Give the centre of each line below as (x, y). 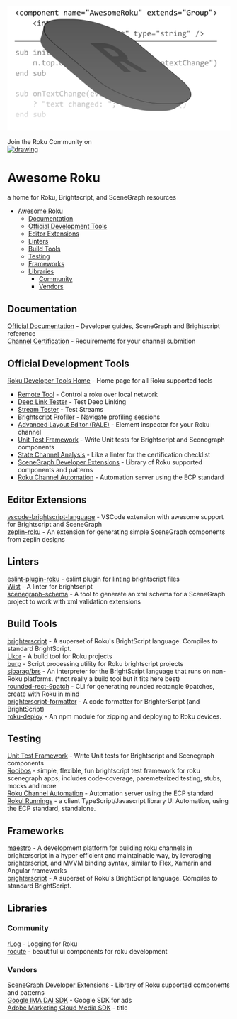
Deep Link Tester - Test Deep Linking (72, 402)
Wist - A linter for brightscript (50, 586)
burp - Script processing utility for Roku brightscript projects (96, 663)
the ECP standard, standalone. (52, 809)
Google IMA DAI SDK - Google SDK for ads (70, 1001)
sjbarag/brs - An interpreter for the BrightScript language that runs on (109, 671)
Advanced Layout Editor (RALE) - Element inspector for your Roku (114, 425)
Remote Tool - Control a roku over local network (87, 394)
